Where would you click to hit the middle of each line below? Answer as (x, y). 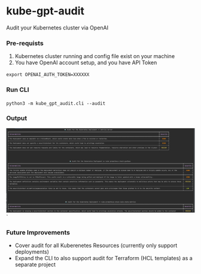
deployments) (32, 252)
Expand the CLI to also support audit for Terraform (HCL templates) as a (103, 258)
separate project (35, 264)
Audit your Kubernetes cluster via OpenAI (57, 28)
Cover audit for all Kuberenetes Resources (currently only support (96, 246)
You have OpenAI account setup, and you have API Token (86, 63)
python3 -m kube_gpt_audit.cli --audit (56, 103)
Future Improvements (38, 232)
